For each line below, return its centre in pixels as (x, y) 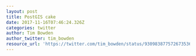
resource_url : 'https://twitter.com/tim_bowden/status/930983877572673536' (100, 44)
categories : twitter (31, 28)
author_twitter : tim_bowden (40, 38)
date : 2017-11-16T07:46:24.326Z (45, 22)
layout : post (22, 11)
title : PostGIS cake (31, 17)
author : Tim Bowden (30, 33)
